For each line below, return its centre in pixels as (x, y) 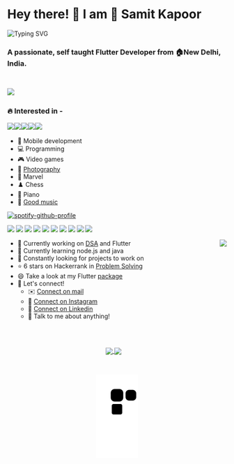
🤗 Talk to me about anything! (69, 316)
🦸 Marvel (30, 177)
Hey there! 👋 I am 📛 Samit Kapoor (104, 14)
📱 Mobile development (49, 141)
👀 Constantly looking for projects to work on (80, 258)
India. (17, 63)
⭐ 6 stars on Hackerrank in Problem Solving (80, 266)
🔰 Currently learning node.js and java (70, 250)
